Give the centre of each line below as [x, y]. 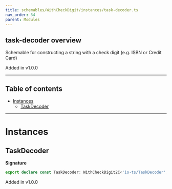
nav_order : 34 [20, 15]
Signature [16, 163]
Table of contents [34, 89]
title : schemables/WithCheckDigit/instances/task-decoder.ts [72, 10]
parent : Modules [23, 19]
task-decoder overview [44, 40]
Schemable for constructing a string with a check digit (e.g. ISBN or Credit [83, 53]
